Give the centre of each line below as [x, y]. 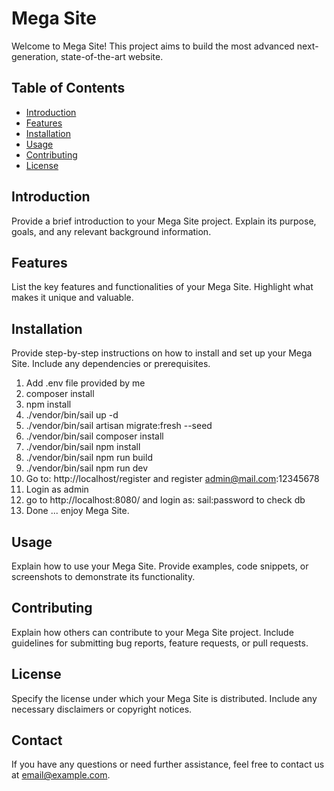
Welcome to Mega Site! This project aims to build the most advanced [153, 46]
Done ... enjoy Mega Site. [77, 511]
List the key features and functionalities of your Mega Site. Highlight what [162, 287]
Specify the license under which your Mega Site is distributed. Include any [164, 698]
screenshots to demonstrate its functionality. [103, 576]
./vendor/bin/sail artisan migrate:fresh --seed [119, 426]
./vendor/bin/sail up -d [72, 415]
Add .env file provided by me [85, 383]
